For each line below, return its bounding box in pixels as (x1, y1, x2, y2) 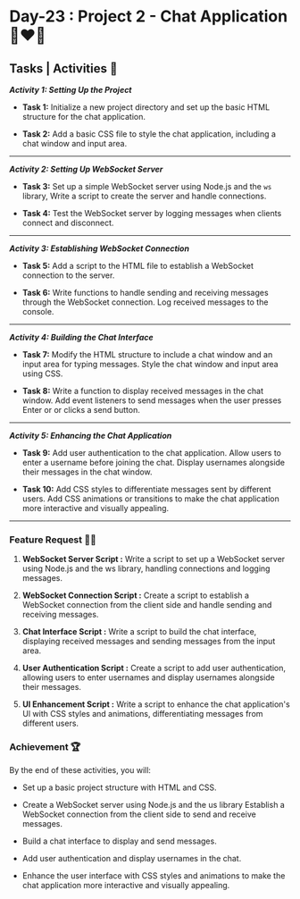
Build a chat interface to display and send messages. (21, 836, 217, 846)
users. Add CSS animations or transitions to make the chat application (21, 493, 279, 504)
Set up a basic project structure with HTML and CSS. (21, 782, 217, 793)
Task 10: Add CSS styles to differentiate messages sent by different (21, 484, 271, 494)
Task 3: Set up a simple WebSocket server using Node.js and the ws (21, 181, 272, 191)
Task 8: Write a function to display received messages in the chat (21, 386, 263, 396)
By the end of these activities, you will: (9, 764, 152, 775)
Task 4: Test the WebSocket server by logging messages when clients (21, 208, 282, 218)
